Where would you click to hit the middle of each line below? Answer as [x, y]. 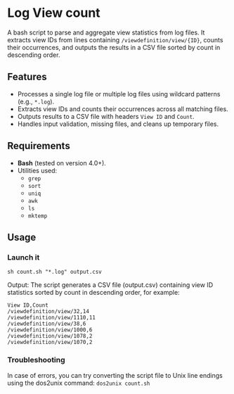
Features [27, 77]
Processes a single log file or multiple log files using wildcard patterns [119, 94]
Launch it [24, 257]
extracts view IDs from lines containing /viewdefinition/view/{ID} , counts [115, 39]
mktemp [38, 216]
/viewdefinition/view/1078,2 [50, 336]
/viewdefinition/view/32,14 [48, 312]
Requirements [39, 146]
